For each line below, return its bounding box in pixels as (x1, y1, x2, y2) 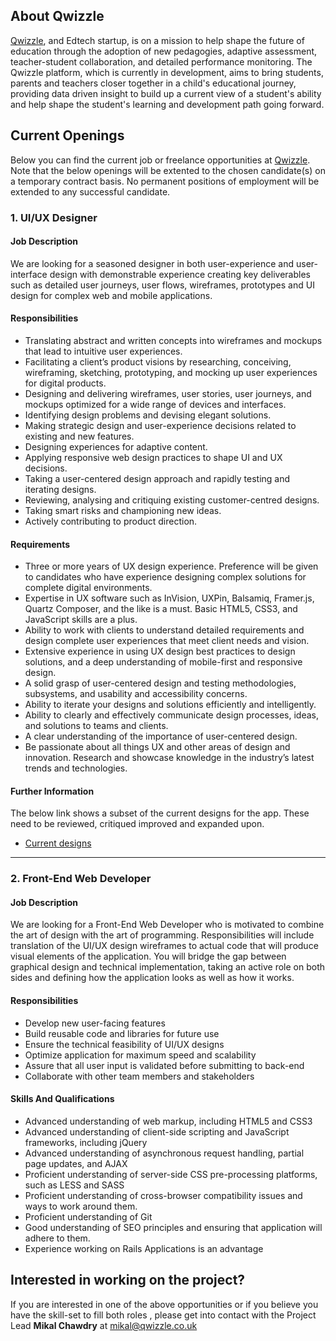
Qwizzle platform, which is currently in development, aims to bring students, (10, 66, 324, 78)
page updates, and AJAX (24, 1157, 128, 1169)
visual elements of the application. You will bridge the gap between (10, 950, 287, 963)
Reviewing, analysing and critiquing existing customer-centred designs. (24, 494, 320, 506)
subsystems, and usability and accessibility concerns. (24, 688, 248, 700)
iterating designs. (24, 483, 97, 495)
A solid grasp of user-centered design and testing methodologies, (24, 677, 297, 689)
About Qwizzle (10, 8, 105, 25)
